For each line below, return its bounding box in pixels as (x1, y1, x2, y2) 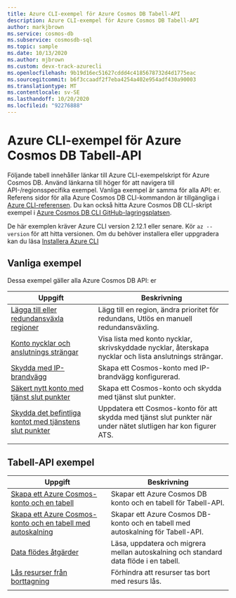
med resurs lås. (111, 576, 162, 586)
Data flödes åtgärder (11, 547, 79, 557)
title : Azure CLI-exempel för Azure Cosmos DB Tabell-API (7, 10, 181, 18)
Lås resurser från (11, 568, 68, 578)
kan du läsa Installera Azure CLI (7, 237, 99, 245)
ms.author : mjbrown (7, 56, 65, 63)
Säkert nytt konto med (11, 383, 84, 393)
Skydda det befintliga (11, 408, 81, 417)
